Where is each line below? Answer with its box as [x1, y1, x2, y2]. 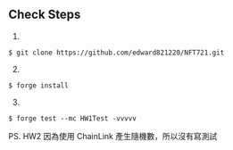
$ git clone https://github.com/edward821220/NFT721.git [8, 48, 225, 57]
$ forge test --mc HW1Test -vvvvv [8, 113, 137, 123]
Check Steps [8, 7, 81, 22]
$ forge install [8, 80, 69, 90]
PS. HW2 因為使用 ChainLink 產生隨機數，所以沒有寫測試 [8, 130, 218, 141]
